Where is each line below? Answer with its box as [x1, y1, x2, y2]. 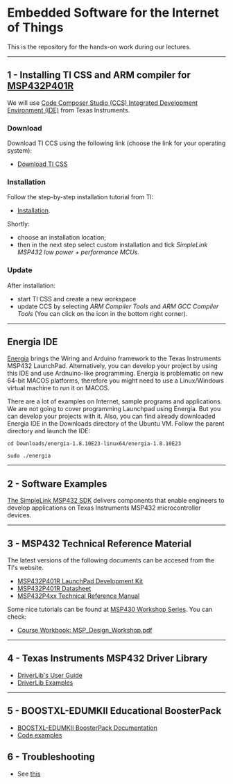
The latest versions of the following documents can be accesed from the [7, 556, 215, 565]
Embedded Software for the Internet [7, 5, 220, 21]
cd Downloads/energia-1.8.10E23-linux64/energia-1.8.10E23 [7, 440, 182, 447]
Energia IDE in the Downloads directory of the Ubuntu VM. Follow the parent [7, 419, 225, 428]
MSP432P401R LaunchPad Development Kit [17, 577, 144, 585]
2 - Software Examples [7, 478, 107, 490]
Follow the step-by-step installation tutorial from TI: [7, 193, 154, 201]
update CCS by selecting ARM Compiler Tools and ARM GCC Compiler [17, 302, 219, 310]
